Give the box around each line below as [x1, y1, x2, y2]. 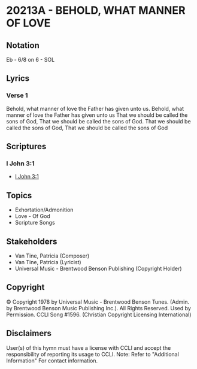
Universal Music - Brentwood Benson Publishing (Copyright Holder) [14, 265, 182, 272]
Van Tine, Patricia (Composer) [14, 252, 90, 259]
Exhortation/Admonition [14, 206, 74, 213]
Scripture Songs [14, 219, 55, 226]
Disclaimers [6, 328, 52, 338]
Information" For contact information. [6, 357, 98, 364]
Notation [6, 40, 40, 50]
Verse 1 [6, 91, 28, 99]
